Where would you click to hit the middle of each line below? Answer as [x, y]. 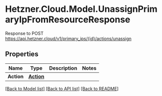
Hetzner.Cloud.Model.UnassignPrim [81, 9]
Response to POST [24, 33]
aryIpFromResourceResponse [68, 20]
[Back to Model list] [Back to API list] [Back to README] [62, 89]
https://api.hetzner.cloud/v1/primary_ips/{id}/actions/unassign [68, 39]
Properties [22, 54]
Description [63, 68]
